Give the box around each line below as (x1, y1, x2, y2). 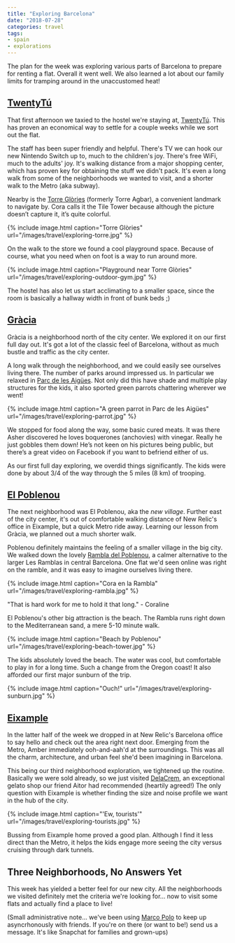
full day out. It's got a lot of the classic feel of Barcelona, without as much (7, 340, 219, 349)
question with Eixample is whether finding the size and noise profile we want (7, 789, 228, 797)
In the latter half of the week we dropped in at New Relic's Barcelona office (7, 731, 223, 739)
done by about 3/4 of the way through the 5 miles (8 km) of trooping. (7, 468, 206, 477)
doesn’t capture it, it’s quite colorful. (7, 209, 111, 218)
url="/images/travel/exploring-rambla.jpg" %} (7, 587, 139, 595)
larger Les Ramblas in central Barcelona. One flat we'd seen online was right (7, 558, 227, 567)
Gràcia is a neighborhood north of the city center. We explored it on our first (7, 333, 226, 341)
